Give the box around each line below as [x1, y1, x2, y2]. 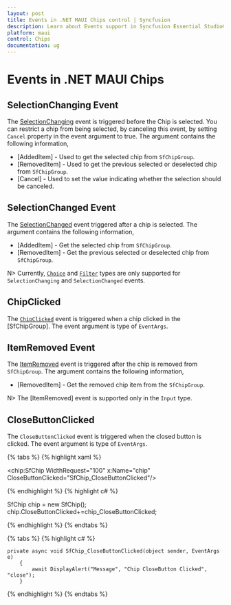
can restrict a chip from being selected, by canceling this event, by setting [7, 125, 217, 133]
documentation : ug [7, 42, 60, 49]
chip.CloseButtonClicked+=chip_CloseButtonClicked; [7, 508, 157, 516]
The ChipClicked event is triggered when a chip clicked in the [7, 314, 181, 322]
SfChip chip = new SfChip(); [7, 500, 87, 509]
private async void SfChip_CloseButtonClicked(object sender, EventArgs [7, 548, 220, 555]
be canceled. [16, 182, 55, 190]
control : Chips [7, 36, 51, 43]
